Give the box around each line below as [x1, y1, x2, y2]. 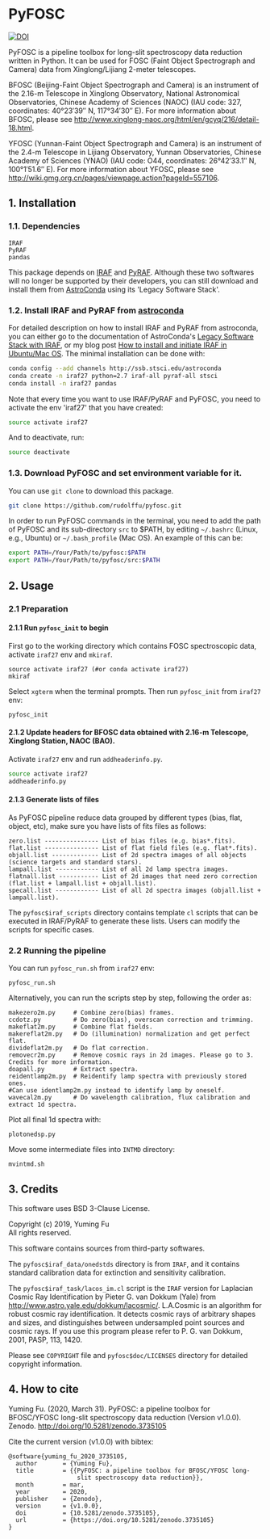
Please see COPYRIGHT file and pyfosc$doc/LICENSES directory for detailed [8, 1351, 248, 1360]
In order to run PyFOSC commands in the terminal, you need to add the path [8, 516, 262, 526]
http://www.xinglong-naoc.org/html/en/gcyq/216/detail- [73, 114, 260, 124]
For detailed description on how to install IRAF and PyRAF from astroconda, [8, 322, 259, 332]
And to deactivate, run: [8, 433, 85, 443]
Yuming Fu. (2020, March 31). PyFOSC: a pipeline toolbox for [8, 1403, 211, 1414]
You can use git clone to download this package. [8, 486, 174, 495]
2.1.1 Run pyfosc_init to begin [8, 623, 109, 633]
